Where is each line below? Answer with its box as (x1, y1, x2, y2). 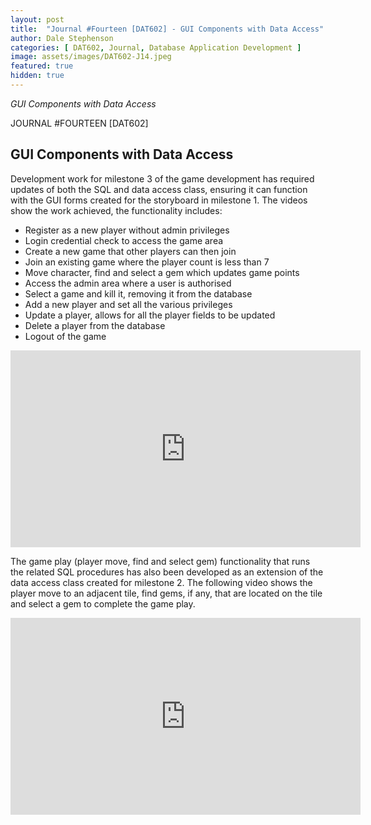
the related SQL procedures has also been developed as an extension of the (10, 566, 324, 578)
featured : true (10, 61, 74, 71)
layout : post (10, 14, 65, 25)
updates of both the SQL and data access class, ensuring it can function (10, 183, 308, 195)
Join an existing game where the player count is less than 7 (24, 256, 270, 268)
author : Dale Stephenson (10, 33, 114, 43)
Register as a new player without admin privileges (24, 224, 230, 236)
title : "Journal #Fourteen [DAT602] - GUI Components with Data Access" (10, 24, 325, 34)
